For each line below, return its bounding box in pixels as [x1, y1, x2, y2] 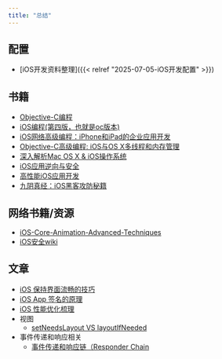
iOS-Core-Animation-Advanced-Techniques [19, 228, 162, 237]
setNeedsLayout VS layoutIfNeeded [31, 323, 147, 332]
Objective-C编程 [19, 112, 73, 122]
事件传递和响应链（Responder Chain [31, 342, 150, 351]
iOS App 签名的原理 [19, 294, 83, 303]
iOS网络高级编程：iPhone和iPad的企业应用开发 [19, 132, 171, 141]
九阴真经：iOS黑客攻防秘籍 [19, 181, 107, 191]
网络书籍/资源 [8, 206, 75, 220]
